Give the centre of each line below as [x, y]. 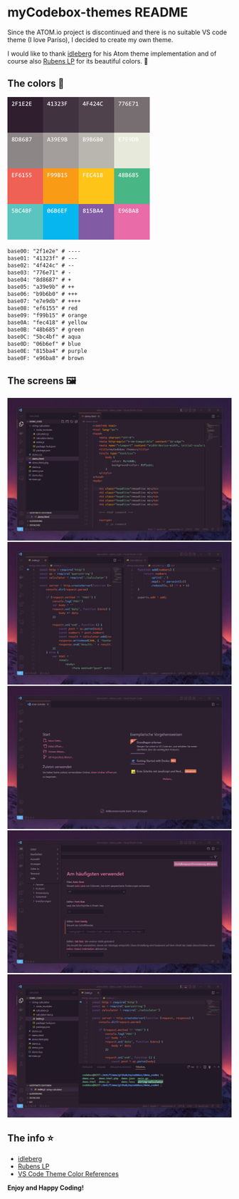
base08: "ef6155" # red [43, 308]
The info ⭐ [31, 1138]
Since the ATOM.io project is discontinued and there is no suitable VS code [117, 32]
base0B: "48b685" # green [46, 330]
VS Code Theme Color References [68, 1174]
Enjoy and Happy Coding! [46, 1188]
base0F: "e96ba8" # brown [46, 358]
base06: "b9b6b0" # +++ [43, 294]
